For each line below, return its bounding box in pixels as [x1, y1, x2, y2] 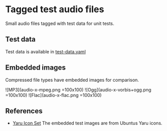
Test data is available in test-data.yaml [5, 48, 86, 54]
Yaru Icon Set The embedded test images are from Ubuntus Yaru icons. [12, 120, 163, 126]
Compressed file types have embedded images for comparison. [5, 77, 139, 83]
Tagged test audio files [5, 4, 104, 15]
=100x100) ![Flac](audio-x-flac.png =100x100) [5, 92, 102, 98]
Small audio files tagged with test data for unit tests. [5, 20, 115, 26]
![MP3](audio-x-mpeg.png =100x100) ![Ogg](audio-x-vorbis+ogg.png [5, 86, 152, 92]
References [5, 107, 43, 115]
